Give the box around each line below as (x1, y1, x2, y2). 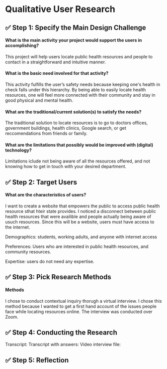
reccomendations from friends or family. (5, 131, 88, 137)
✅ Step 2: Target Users (5, 178, 78, 186)
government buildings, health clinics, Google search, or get (5, 125, 126, 131)
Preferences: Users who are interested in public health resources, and (5, 243, 149, 249)
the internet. (5, 224, 30, 230)
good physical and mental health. (5, 97, 74, 103)
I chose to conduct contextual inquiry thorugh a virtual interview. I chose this (5, 298, 162, 304)
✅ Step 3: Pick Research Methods (5, 273, 111, 281)
